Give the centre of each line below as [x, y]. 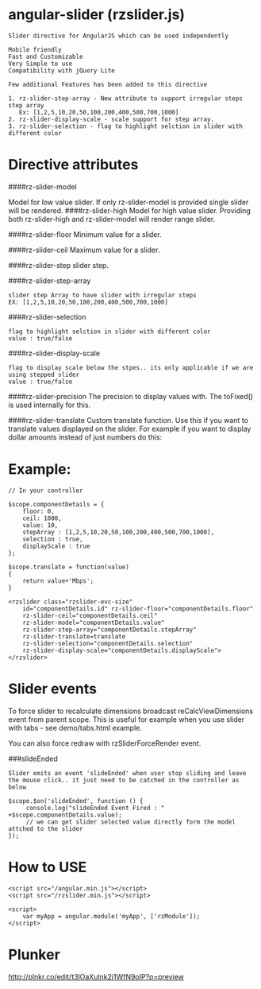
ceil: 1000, [42, 518]
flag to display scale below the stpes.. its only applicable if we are [131, 367]
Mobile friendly [35, 49]
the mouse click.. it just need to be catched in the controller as [124, 780]
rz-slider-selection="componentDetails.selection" [108, 643]
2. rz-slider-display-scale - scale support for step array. [111, 119]
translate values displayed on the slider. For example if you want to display [130, 429]
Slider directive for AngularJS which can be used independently [118, 36]
